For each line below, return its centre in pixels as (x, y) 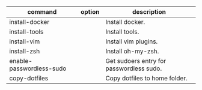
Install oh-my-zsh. (132, 51)
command (42, 12)
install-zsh (25, 51)
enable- (21, 61)
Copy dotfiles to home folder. (146, 78)
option (90, 12)
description (149, 12)
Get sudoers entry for (136, 61)
